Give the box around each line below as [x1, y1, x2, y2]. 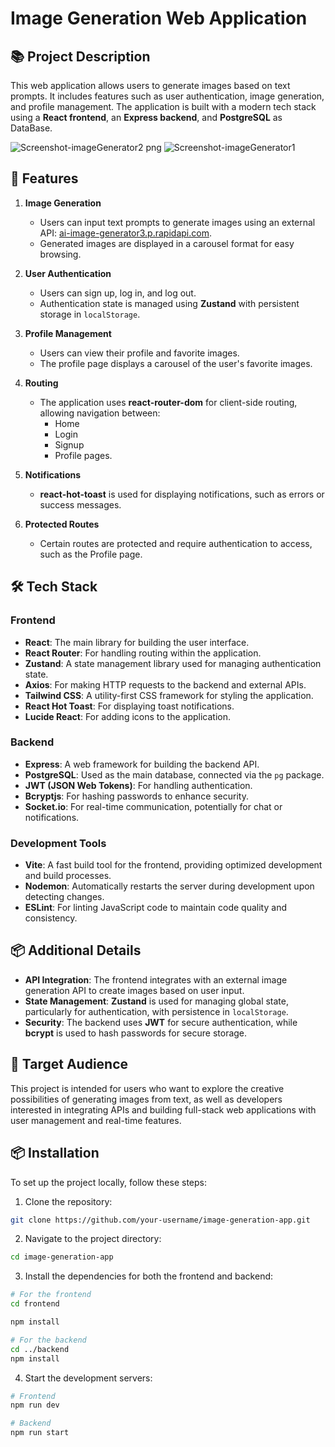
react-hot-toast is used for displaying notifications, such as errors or [39, 488, 325, 500]
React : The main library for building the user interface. [24, 636, 250, 648]
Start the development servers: [24, 1372, 153, 1384]
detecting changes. [24, 891, 105, 903]
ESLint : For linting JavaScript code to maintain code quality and [24, 902, 287, 914]
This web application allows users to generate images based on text [10, 80, 291, 91]
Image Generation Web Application [10, 7, 308, 30]
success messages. [39, 498, 122, 511]
